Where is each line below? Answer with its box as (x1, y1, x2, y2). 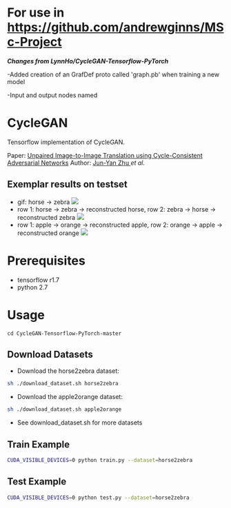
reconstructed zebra (17, 213, 76, 221)
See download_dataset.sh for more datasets (17, 418, 143, 427)
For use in (7, 5, 65, 21)
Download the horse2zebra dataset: (17, 367, 119, 375)
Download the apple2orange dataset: (17, 393, 123, 401)
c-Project (7, 34, 62, 50)
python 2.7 (17, 283, 48, 291)
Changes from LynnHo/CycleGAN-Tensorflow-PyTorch (7, 57, 169, 65)
